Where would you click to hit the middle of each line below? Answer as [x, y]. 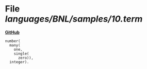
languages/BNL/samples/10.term [74, 19]
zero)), [26, 58]
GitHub [12, 32]
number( [13, 41]
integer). [19, 62]
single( [21, 54]
